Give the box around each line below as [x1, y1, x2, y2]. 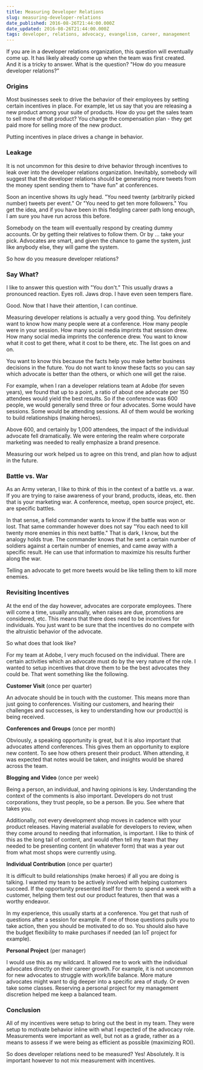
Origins [6, 82, 28, 91]
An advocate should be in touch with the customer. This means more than [6, 694, 190, 701]
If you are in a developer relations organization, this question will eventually [6, 48, 194, 55]
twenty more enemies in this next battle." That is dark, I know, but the [6, 529, 179, 537]
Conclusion [6, 1005, 41, 1014]
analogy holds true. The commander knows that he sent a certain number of [6, 536, 196, 543]
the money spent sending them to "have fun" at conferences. [6, 181, 159, 189]
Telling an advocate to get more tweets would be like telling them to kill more [6, 567, 198, 574]
